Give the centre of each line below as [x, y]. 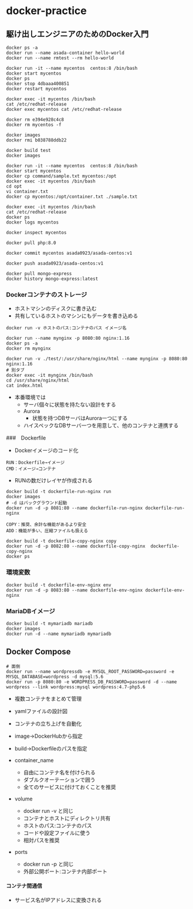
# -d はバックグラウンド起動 [37, 503]
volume [23, 799]
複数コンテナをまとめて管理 [48, 698]
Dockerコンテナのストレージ [47, 295]
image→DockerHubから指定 [49, 736]
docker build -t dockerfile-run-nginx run [59, 492]
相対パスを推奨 [41, 840]
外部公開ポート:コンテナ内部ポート [65, 871]
